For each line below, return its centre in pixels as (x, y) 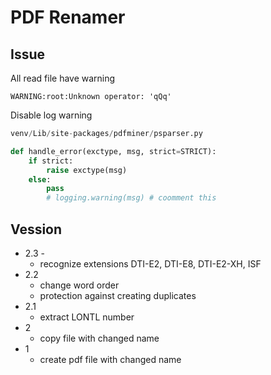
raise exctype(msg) (87, 170)
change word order (79, 285)
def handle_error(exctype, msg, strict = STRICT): (113, 151)
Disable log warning (51, 115)
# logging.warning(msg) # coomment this (131, 198)
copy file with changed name (99, 338)
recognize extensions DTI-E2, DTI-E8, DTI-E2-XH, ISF (150, 263)
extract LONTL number (87, 317)
